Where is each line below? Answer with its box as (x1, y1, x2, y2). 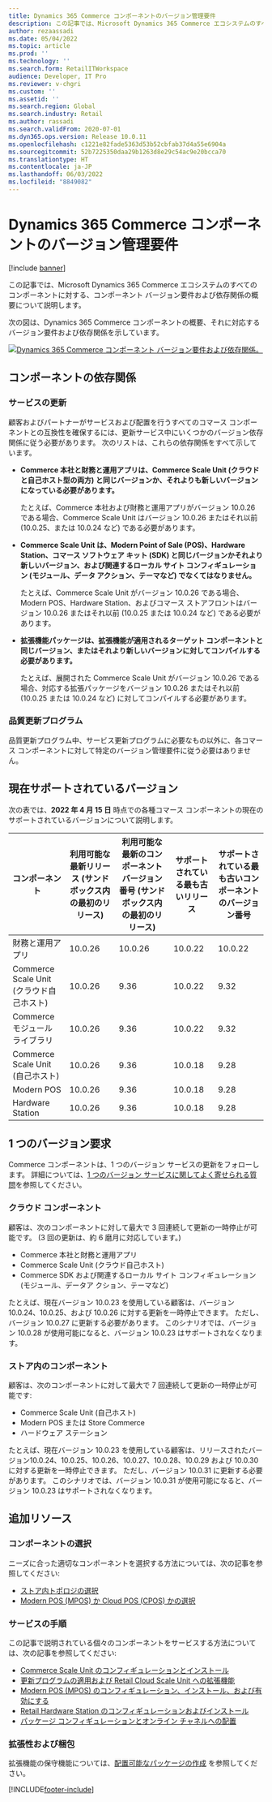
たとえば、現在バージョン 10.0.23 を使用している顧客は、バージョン (8, 1297, 235, 1307)
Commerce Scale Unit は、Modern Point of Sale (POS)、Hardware (19, 540, 245, 550)
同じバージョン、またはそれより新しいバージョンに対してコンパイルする (19, 645, 261, 655)
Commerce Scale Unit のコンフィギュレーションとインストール (19, 1666, 229, 1675)
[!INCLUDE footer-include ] (8, 1785, 95, 1795)
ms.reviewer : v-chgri (8, 80, 82, 88)
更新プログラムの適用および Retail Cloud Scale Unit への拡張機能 (19, 1675, 236, 1685)
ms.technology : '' (8, 58, 70, 66)
